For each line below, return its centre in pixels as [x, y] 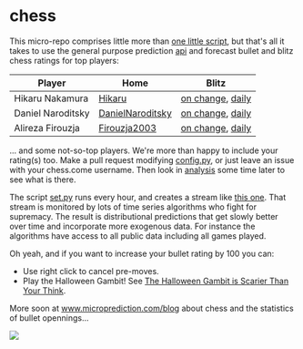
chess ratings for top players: [65, 60]
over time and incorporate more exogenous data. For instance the [132, 226]
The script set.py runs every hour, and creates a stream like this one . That [148, 197]
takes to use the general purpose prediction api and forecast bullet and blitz [151, 50]
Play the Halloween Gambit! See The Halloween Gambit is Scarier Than [156, 281]
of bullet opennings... [49, 318]
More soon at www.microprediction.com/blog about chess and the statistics [151, 308]
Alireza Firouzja [47, 128]
